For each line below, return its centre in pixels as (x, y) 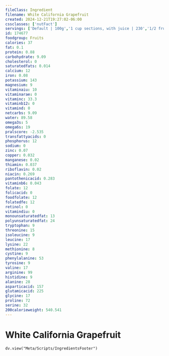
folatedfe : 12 (20, 202)
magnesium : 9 (19, 85)
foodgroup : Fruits (24, 38)
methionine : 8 (20, 249)
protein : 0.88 (20, 52)
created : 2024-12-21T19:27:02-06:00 (44, 19)
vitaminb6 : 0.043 (23, 184)
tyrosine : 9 (18, 263)
